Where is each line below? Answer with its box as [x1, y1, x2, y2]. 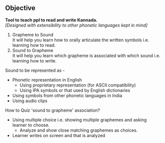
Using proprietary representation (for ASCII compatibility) [19, 82, 136, 88]
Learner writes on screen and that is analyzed [12, 132, 105, 138]
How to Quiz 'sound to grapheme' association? [5, 107, 100, 113]
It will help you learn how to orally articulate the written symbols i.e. [12, 37, 149, 43]
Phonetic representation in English [12, 77, 82, 83]
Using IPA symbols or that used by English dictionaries [19, 87, 131, 93]
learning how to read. [12, 42, 56, 48]
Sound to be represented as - [5, 67, 65, 73]
